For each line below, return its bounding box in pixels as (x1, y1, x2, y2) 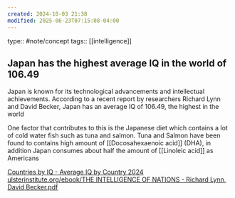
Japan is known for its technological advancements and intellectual (7, 87, 205, 96)
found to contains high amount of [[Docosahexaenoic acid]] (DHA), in (7, 139, 211, 147)
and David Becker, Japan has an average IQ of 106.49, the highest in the (7, 103, 219, 111)
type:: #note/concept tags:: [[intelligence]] (7, 36, 132, 45)
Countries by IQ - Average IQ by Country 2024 (7, 168, 144, 177)
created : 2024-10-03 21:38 (7, 10, 88, 18)
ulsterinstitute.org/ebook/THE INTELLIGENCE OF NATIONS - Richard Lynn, (7, 175, 226, 184)
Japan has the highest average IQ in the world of (7, 57, 226, 69)
